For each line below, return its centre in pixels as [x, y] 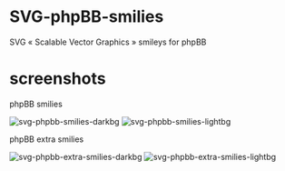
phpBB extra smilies [47, 139]
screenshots [58, 79]
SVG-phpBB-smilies [87, 17]
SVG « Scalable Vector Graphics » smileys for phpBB [108, 42]
